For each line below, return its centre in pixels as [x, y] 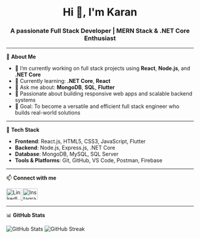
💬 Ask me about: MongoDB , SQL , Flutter [65, 87]
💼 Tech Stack [23, 130]
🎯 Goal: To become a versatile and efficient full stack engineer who [97, 106]
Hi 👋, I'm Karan [100, 12]
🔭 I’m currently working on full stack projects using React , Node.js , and [102, 69]
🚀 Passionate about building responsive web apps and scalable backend [103, 94]
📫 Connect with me [31, 178]
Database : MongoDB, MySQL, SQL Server [67, 154]
